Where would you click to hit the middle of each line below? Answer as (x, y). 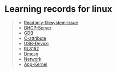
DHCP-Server (38, 27)
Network (33, 59)
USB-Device (36, 43)
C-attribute (35, 38)
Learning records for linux (58, 9)
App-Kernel (35, 64)
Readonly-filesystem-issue (51, 23)
